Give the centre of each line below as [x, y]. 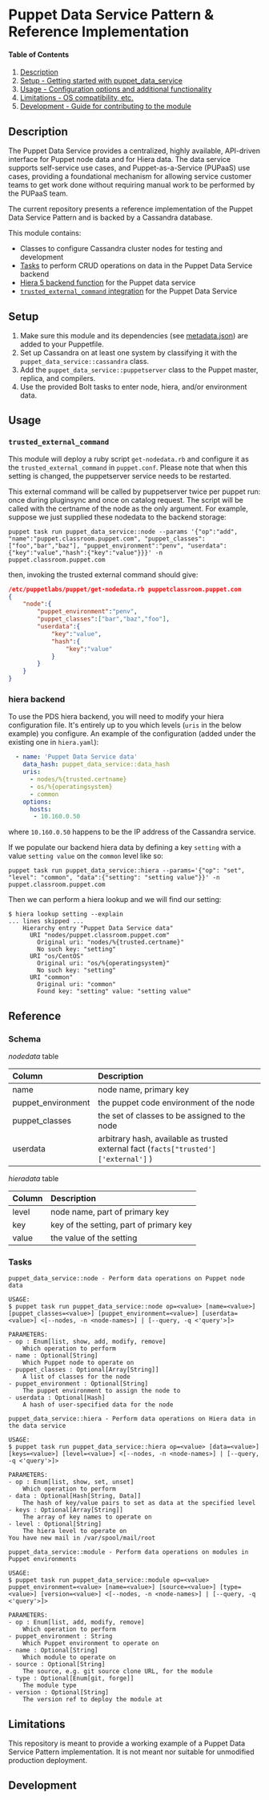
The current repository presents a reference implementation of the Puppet [131, 209]
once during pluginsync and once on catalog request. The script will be [126, 500]
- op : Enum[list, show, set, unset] [71, 1482]
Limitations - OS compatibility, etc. [76, 98]
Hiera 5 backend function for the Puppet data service [108, 283]
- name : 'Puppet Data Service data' [76, 757]
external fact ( [124, 1148]
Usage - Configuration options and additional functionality [116, 89]
